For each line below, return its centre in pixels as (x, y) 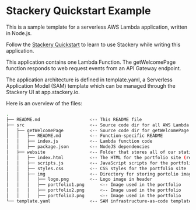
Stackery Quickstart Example (78, 11)
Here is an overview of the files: (44, 103)
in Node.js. (19, 33)
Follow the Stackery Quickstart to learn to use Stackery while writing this (93, 44)
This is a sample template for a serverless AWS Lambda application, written (97, 27)
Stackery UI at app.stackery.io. (43, 92)
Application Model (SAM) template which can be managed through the (91, 85)
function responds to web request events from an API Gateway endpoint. (94, 68)
